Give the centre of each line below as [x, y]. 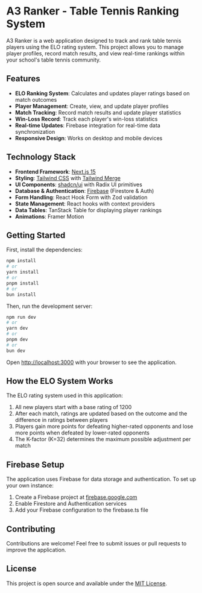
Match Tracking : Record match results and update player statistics [98, 112]
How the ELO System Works [60, 381]
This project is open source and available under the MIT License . [87, 583]
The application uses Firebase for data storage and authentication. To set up [101, 479]
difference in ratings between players [62, 420]
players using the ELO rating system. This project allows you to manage [95, 47]
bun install [21, 294]
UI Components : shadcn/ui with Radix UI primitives [79, 184]
